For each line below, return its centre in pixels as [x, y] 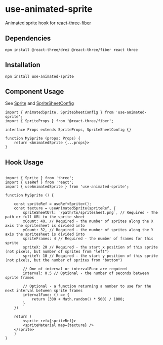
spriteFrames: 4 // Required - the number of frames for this [88, 239]
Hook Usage [24, 162]
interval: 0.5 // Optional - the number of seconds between [86, 273]
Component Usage [35, 91]
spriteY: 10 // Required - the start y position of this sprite [90, 256]
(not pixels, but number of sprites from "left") [57, 252]
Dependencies [28, 38]
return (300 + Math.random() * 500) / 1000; [78, 299]
